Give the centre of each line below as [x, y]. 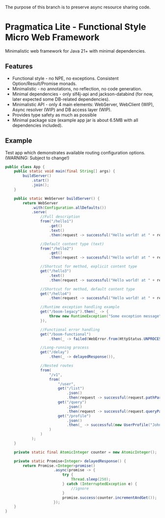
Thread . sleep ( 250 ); [91, 479]
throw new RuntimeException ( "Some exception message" [105, 317]
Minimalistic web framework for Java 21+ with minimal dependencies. [76, 51]
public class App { [25, 167]
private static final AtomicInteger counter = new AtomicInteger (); [85, 452]
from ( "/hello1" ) [57, 221]
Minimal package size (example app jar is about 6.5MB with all [75, 120]
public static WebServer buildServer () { [57, 199]
